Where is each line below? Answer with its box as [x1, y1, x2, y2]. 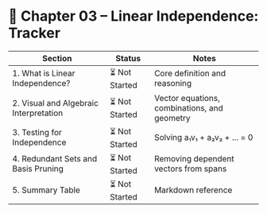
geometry [153, 112, 191, 123]
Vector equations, [153, 92, 221, 103]
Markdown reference [153, 184, 233, 196]
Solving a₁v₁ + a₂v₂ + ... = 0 [153, 132, 253, 143]
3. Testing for [12, 127, 62, 138]
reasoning [153, 78, 192, 89]
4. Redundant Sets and [12, 153, 98, 165]
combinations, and [153, 103, 224, 114]
